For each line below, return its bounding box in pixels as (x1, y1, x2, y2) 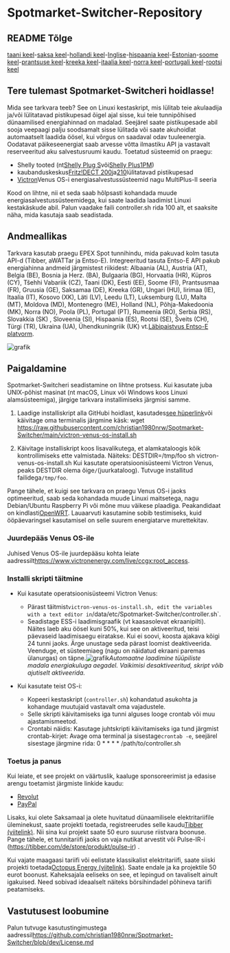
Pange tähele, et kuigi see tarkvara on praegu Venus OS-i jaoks (7, 487, 187, 495)
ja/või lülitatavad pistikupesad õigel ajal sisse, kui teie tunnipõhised (7, 110, 196, 119)
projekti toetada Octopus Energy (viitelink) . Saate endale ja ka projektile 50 (7, 863, 217, 872)
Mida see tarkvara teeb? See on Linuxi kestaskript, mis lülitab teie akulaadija (7, 103, 222, 112)
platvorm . (7, 329, 34, 338)
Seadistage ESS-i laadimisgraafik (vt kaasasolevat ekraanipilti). (27, 617, 206, 626)
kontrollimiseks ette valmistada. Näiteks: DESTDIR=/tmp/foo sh (16, 451, 196, 460)
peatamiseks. (7, 885, 45, 894)
